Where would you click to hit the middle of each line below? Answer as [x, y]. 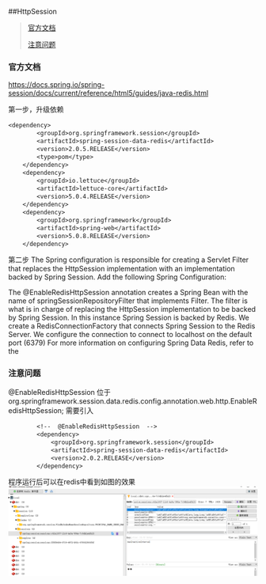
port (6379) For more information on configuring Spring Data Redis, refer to [131, 343]
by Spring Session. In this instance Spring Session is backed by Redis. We [129, 318]
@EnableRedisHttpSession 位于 [59, 392]
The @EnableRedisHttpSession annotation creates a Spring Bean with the [128, 293]
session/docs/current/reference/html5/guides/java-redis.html [108, 93]
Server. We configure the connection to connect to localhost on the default [130, 335]
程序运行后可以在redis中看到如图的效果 [72, 481]
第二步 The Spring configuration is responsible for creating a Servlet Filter [129, 260]
